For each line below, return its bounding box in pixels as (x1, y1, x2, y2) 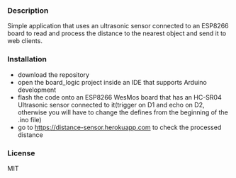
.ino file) (17, 115, 42, 124)
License (7, 148, 35, 158)
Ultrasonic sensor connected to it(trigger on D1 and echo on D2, (17, 100, 205, 109)
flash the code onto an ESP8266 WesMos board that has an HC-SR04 (17, 93, 222, 101)
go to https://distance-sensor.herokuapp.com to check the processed (17, 123, 222, 131)
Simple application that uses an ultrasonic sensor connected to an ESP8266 (7, 22, 229, 30)
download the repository (17, 70, 90, 79)
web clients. (7, 37, 43, 45)
